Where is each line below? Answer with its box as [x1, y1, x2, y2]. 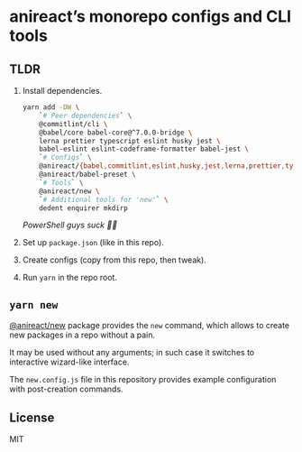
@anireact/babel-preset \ [39, 170, 137, 179]
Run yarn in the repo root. [22, 272, 117, 283]
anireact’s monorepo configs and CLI [9, 6, 291, 27]
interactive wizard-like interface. [9, 356, 130, 367]
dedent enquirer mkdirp [39, 203, 128, 213]
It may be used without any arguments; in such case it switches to [9, 347, 255, 358]
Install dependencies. [22, 86, 103, 96]
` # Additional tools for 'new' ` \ [39, 195, 169, 204]
